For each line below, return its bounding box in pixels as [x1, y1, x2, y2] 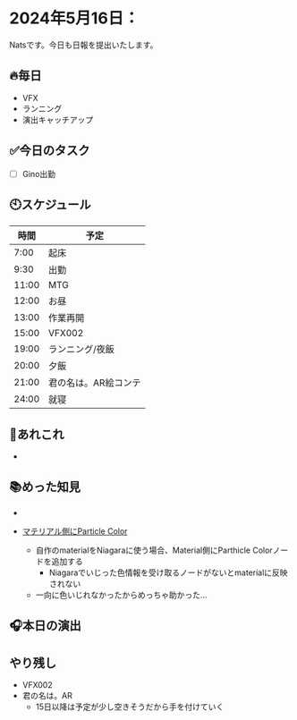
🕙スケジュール [9, 198, 91, 213]
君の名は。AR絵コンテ [47, 377, 141, 389]
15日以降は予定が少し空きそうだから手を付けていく [35, 701, 225, 712]
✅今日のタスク [9, 143, 90, 158]
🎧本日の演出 [9, 618, 82, 633]
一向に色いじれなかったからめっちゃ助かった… [35, 589, 208, 600]
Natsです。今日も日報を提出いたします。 [9, 39, 158, 50]
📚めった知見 [9, 479, 81, 495]
